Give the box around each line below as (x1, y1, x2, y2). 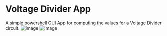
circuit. (5, 25, 20, 31)
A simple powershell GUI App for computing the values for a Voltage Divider (5, 20, 162, 26)
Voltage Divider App (5, 3, 91, 15)
